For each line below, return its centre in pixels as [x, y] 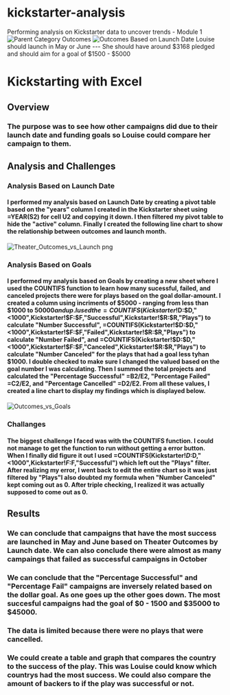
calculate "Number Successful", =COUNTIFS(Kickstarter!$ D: [96, 325]
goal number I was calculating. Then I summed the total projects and [107, 369]
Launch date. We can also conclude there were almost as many [114, 550]
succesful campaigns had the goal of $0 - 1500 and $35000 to [114, 603]
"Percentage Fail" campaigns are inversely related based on [110, 586]
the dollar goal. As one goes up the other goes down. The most [114, 594]
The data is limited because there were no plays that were [105, 630]
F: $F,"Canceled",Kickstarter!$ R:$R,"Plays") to [138, 347]
